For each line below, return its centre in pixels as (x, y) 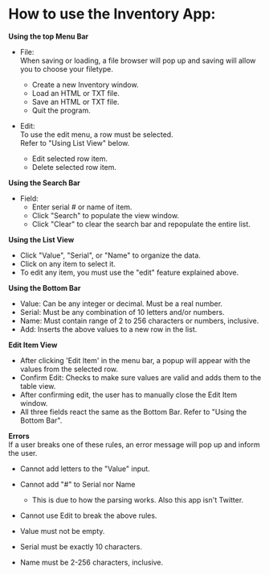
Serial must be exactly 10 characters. (81, 546)
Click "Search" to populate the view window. (105, 215)
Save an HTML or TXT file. (75, 101)
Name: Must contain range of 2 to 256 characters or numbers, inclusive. (139, 321)
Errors (19, 436)
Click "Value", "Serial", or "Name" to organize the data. (110, 255)
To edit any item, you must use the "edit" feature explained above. (129, 272)
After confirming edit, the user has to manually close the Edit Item (128, 395)
